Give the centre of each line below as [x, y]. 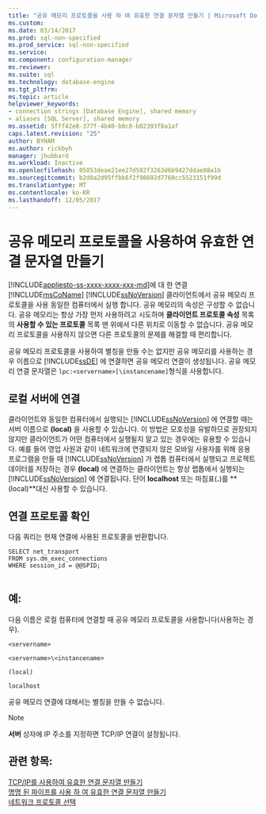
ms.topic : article [38, 97]
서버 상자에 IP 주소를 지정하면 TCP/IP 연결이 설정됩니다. [94, 734]
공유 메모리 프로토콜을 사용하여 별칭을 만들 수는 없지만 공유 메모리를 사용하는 [127, 351]
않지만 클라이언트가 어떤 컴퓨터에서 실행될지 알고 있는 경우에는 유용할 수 [119, 439]
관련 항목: [30, 761]
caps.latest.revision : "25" [55, 133]
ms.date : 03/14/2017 [42, 30]
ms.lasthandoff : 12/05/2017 [55, 200]
